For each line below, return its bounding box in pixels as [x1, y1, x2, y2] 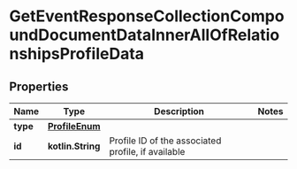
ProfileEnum [47, 120, 101, 132]
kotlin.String [47, 140, 101, 152]
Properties [9, 79, 69, 94]
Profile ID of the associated [109, 134, 222, 147]
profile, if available [109, 146, 186, 157]
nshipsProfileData [9, 44, 144, 64]
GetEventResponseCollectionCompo [9, 6, 285, 27]
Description [154, 105, 205, 117]
